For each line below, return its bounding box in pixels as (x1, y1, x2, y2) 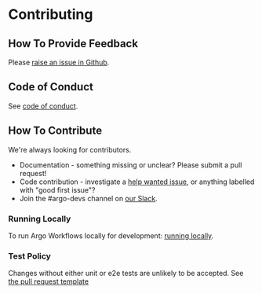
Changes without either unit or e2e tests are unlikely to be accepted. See (8, 269, 244, 278)
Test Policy (8, 250, 51, 261)
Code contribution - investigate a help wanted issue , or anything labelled (19, 177, 255, 186)
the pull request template (8, 277, 89, 286)
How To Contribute (8, 124, 103, 138)
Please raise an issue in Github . (8, 57, 110, 67)
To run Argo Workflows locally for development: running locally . (8, 230, 214, 241)
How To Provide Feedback (8, 37, 139, 50)
